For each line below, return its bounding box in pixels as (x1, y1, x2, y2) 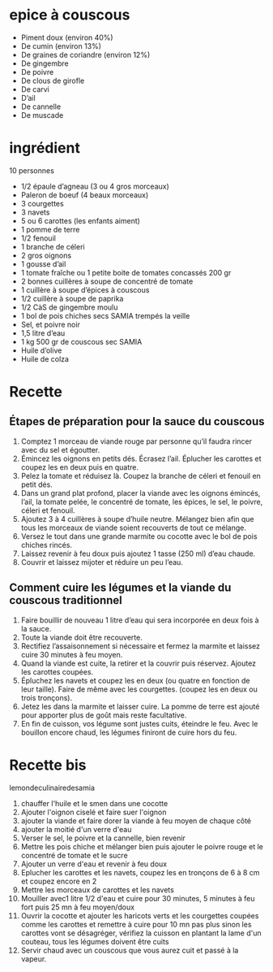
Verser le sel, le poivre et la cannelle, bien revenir (20, 833, 186, 843)
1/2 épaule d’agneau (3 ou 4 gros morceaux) (20, 181, 169, 191)
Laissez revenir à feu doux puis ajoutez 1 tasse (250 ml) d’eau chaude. (20, 549, 256, 558)
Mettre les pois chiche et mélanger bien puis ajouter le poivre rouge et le (20, 841, 264, 851)
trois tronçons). (20, 692, 73, 702)
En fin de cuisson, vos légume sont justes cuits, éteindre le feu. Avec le (20, 718, 258, 728)
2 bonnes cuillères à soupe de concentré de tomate (20, 276, 194, 286)
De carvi (20, 84, 49, 94)
